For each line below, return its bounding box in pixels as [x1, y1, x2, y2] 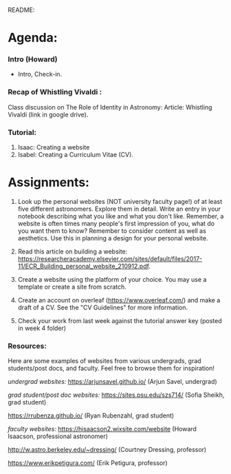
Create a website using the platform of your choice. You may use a [17, 276, 207, 284]
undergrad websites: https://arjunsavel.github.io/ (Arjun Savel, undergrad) [8, 378, 217, 386]
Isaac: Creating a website [17, 143, 90, 152]
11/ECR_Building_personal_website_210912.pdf [17, 262, 149, 271]
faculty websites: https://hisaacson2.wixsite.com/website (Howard [8, 425, 197, 433]
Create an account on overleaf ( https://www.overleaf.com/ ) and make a [17, 296, 221, 305]
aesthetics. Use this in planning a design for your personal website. [17, 234, 208, 243]
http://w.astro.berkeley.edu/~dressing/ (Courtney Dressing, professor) [8, 446, 207, 454]
